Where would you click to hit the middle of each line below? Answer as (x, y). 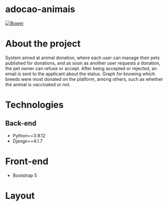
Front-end (27, 161)
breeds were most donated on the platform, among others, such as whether (84, 79)
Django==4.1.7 (28, 141)
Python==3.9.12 (29, 135)
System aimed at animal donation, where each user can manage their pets (83, 58)
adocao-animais (40, 9)
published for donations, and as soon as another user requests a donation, (83, 63)
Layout (20, 196)
